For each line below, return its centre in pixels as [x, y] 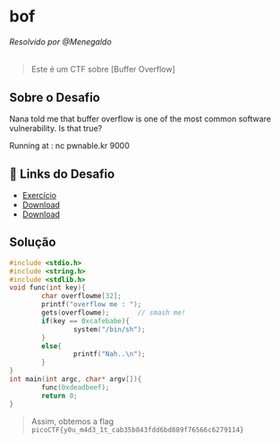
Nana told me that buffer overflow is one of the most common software [140, 119]
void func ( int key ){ [48, 288]
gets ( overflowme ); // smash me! [114, 313]
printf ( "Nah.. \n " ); [109, 355]
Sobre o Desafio [55, 97]
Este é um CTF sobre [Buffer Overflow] [103, 70]
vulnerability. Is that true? [56, 129]
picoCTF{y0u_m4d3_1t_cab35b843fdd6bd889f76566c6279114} [137, 430]
